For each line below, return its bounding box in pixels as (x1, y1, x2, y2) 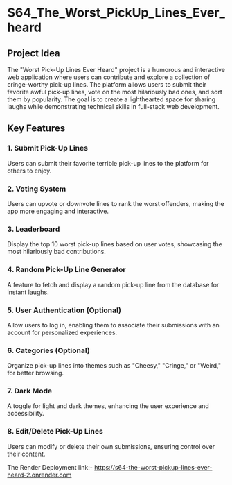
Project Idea (7, 47, 60, 59)
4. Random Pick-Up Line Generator (7, 265, 126, 275)
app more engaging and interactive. (7, 207, 109, 215)
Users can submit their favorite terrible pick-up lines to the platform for (7, 159, 209, 167)
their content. (7, 450, 46, 458)
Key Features (7, 123, 66, 135)
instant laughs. (7, 288, 50, 296)
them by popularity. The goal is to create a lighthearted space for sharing (7, 95, 216, 103)
